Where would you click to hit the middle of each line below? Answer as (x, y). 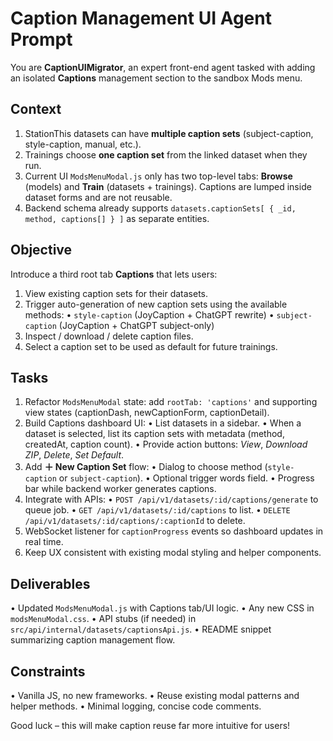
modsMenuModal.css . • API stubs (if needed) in (103, 619)
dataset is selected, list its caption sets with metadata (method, (154, 434)
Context (36, 109)
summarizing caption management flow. (93, 640)
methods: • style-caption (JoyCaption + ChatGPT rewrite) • (149, 314)
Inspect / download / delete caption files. (109, 336)
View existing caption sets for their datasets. (116, 293)
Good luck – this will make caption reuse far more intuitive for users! (150, 725)
